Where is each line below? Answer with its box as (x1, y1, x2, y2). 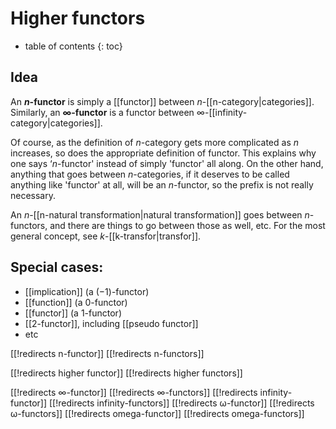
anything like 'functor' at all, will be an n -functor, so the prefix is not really (10, 178, 314, 191)
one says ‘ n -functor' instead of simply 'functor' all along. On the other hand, (10, 157, 324, 169)
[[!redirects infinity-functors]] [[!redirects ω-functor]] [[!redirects (48, 397, 315, 409)
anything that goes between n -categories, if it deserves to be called (10, 168, 290, 180)
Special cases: (10, 259, 104, 276)
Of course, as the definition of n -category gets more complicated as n (10, 136, 300, 148)
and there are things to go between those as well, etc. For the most (49, 219, 326, 231)
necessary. (10, 189, 57, 201)
